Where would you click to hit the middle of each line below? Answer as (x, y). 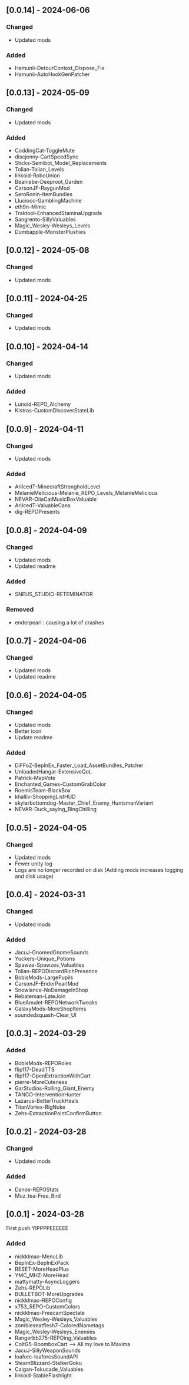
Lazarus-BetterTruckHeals (47, 1100)
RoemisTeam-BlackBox (42, 791)
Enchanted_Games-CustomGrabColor (60, 784)
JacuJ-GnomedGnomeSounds (52, 952)
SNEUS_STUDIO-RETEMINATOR (54, 594)
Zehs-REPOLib (32, 1288)
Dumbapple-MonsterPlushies (50, 232)
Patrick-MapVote (35, 778)
